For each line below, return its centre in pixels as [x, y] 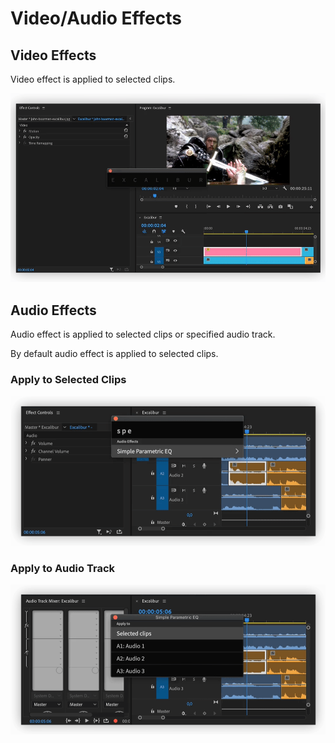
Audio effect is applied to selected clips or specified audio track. [143, 334]
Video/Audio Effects [96, 18]
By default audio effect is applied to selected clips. [114, 354]
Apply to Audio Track [62, 568]
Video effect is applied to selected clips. [93, 79]
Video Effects [53, 55]
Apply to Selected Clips [68, 380]
